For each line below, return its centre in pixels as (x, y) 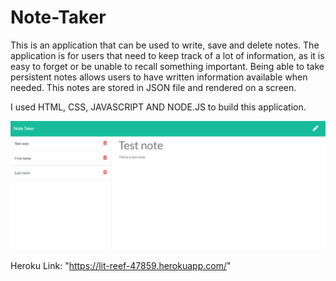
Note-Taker (58, 17)
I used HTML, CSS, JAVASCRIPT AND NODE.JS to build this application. (158, 107)
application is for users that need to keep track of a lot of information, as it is (167, 55)
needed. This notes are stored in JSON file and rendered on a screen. (153, 87)
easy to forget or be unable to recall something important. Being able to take (167, 66)
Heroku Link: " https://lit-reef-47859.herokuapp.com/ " (121, 266)
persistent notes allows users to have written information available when (159, 77)
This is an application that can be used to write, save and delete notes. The (165, 45)
